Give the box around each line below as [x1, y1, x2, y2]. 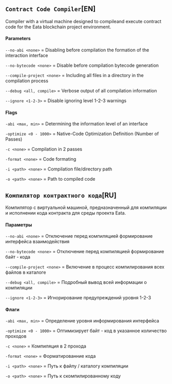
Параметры [5, 221, 32, 228]
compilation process [5, 78, 49, 84]
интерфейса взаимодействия [5, 239, 70, 245]
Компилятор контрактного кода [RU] [5, 190, 117, 200]
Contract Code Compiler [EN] [5, 5, 96, 13]
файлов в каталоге [5, 270, 46, 276]
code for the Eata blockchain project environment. [5, 24, 111, 30]
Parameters [5, 35, 31, 42]
